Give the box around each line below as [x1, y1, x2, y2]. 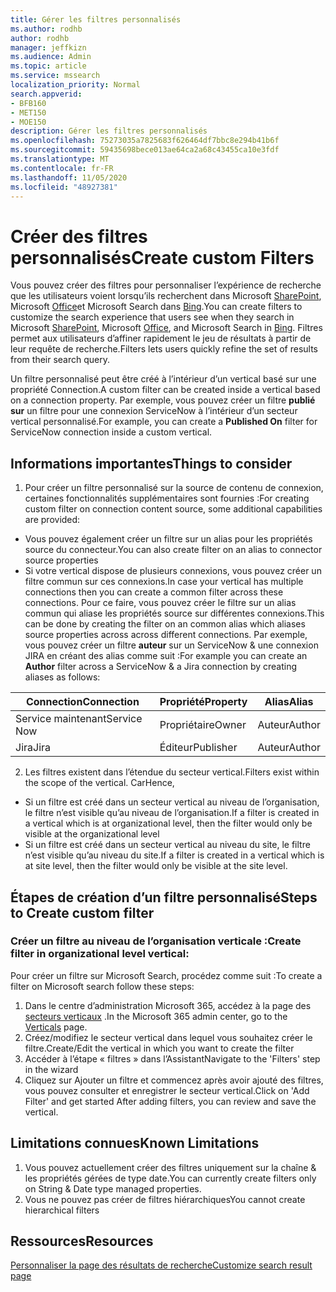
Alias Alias [264, 695, 314, 709]
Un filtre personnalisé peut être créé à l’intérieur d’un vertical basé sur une [10, 373, 317, 385]
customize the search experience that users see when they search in [10, 311, 295, 323]
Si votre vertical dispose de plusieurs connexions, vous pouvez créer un [24, 565, 322, 577]
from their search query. [10, 354, 111, 366]
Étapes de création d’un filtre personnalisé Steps [10, 889, 318, 906]
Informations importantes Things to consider [10, 455, 293, 472]
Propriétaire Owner [159, 718, 247, 732]
